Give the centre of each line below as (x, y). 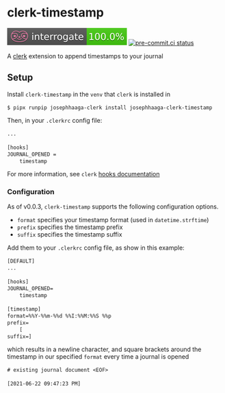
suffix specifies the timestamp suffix (69, 235)
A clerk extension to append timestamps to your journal (85, 56)
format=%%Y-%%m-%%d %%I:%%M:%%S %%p (59, 316)
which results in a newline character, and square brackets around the (104, 349)
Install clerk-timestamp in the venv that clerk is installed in (89, 94)
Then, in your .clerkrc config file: (55, 120)
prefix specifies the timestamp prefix (70, 227)
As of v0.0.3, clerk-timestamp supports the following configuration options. (113, 206)
